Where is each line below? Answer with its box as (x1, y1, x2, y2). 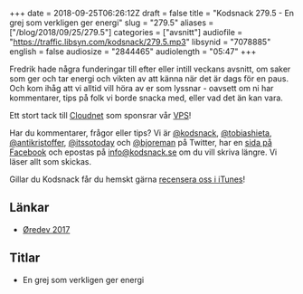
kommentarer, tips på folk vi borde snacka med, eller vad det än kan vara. (9, 92, 283, 103)
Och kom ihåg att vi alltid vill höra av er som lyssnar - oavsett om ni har (9, 83, 274, 93)
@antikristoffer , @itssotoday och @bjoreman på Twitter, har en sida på (9, 138, 273, 147)
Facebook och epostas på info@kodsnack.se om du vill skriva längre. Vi (9, 147, 278, 157)
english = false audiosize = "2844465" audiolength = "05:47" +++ (9, 46, 257, 57)
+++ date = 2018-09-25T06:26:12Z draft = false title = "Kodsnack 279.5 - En (9, 8, 295, 18)
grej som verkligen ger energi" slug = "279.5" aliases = (9, 17, 214, 28)
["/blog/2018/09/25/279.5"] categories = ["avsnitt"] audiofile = (9, 27, 243, 37)
